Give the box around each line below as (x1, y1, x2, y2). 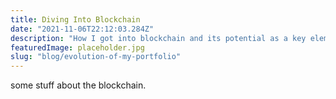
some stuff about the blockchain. (10, 79, 147, 91)
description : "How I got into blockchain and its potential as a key (10, 33, 307, 43)
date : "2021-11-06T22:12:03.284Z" (10, 24, 155, 34)
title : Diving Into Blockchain (10, 14, 141, 25)
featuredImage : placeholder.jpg (10, 42, 145, 53)
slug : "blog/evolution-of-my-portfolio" (10, 52, 182, 62)
